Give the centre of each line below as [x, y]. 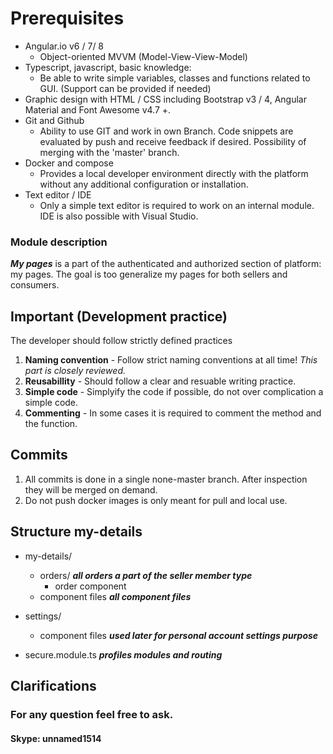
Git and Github [54, 120]
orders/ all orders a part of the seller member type [146, 575]
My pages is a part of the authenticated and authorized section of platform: [166, 264]
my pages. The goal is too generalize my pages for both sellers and [149, 274]
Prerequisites [67, 18]
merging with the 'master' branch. [109, 152]
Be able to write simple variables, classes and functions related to [175, 78]
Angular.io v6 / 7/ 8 [64, 46]
